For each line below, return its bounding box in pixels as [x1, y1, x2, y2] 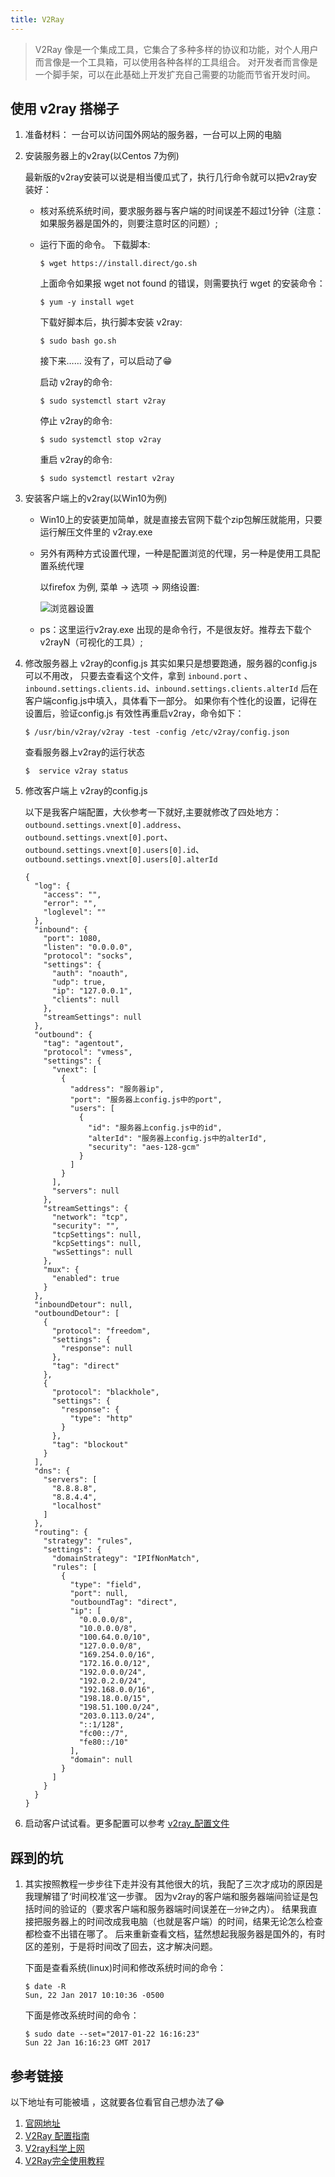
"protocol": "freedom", [51, 1326, 152, 1336]
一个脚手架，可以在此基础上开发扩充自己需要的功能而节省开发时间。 [34, 68, 316, 80]
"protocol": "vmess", [43, 1047, 133, 1058]
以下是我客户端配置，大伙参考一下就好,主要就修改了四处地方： [24, 806, 282, 818]
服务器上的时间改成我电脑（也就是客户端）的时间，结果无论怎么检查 [42, 1916, 323, 1928]
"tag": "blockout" [51, 1440, 129, 1450]
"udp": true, [51, 977, 107, 988]
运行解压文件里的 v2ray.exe [39, 526, 153, 538]
